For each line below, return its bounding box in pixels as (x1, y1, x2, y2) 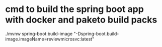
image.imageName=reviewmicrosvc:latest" (5, 36, 95, 42)
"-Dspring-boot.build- (73, 30, 119, 36)
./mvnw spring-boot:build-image (5, 30, 73, 36)
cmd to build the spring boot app (5, 3, 144, 15)
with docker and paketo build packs (5, 14, 157, 25)
